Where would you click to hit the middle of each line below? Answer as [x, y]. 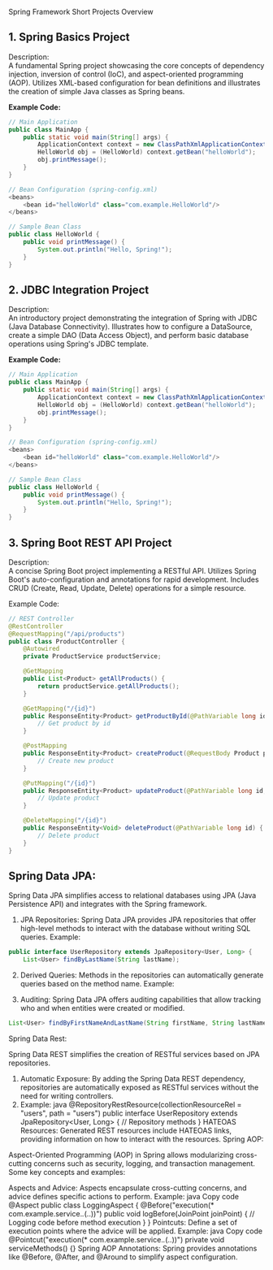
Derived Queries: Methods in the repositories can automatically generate [142, 975]
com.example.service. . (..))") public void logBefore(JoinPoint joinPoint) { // [132, 1214]
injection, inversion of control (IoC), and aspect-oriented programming [126, 74]
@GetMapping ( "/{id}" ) [59, 709]
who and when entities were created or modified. [102, 1008]
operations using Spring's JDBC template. [78, 344]
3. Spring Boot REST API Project [90, 542]
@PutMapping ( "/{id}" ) [59, 783]
